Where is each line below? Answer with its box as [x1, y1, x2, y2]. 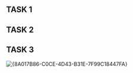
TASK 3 [6, 45, 34, 55]
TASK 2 [6, 25, 34, 35]
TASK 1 [6, 5, 33, 15]
